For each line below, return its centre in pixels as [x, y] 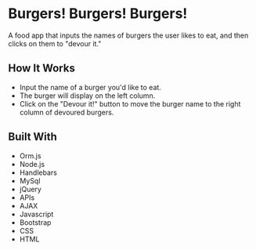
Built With [32, 137]
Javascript [36, 214]
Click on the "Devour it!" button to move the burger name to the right [130, 103]
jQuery [30, 189]
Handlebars [38, 172]
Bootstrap [35, 222]
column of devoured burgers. [67, 112]
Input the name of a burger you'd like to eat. [90, 87]
